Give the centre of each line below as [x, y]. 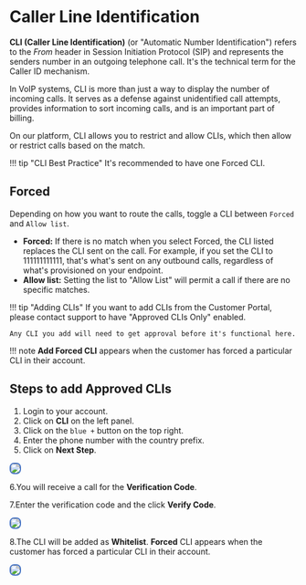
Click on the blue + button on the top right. [103, 430]
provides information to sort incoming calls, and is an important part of [142, 108]
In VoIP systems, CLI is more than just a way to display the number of [140, 89]
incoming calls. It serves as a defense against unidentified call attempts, [145, 99]
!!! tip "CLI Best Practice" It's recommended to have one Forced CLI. [137, 162]
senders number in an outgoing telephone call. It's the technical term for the [153, 61]
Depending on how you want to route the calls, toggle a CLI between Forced [152, 214]
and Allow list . [40, 223]
